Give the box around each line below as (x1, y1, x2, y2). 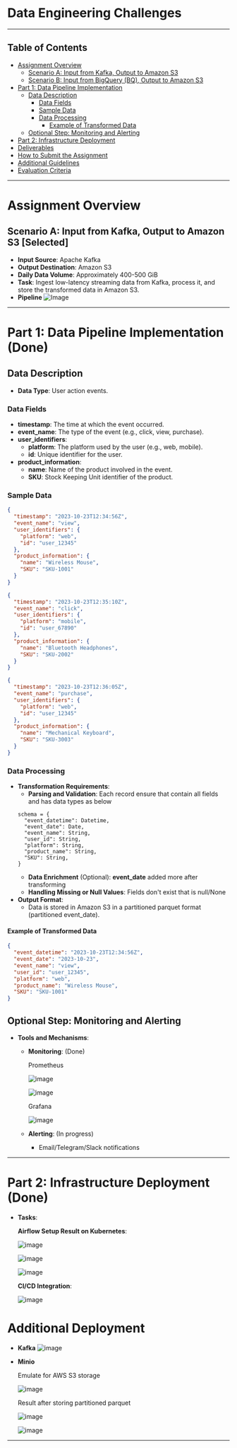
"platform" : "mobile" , (20, 618, 87, 625)
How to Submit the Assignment (17, 151, 108, 159)
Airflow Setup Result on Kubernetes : (17, 1226, 128, 1235)
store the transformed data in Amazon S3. (17, 285, 140, 294)
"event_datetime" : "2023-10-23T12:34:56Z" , (13, 949, 143, 957)
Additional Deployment (7, 1321, 145, 1336)
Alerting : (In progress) (28, 1129, 94, 1138)
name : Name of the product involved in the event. (28, 465, 173, 474)
